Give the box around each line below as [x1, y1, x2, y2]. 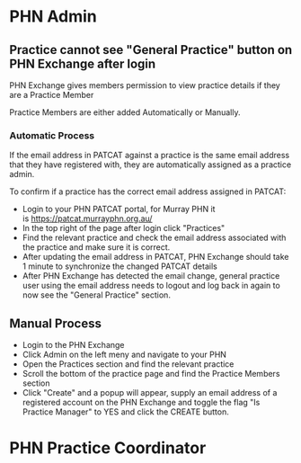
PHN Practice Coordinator [9, 438, 207, 459]
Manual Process [9, 316, 102, 331]
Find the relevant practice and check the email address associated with [22, 232, 287, 244]
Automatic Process [9, 129, 95, 141]
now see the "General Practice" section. [22, 289, 171, 300]
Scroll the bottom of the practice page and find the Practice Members [22, 369, 280, 379]
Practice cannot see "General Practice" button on [9, 42, 293, 58]
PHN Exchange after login [9, 56, 156, 71]
